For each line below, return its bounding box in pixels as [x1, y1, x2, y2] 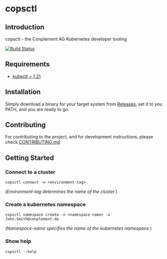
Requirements [5, 60, 50, 69]
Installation [5, 88, 41, 96]
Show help [5, 238, 31, 245]
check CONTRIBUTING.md [5, 139, 60, 145]
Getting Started [5, 153, 54, 162]
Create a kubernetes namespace [5, 201, 86, 208]
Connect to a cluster [5, 168, 56, 175]
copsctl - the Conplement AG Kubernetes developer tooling [5, 36, 127, 42]
